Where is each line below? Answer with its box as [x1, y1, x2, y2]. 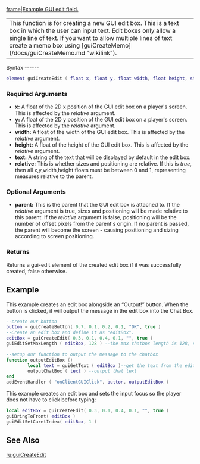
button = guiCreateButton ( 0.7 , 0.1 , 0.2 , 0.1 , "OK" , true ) [6, 324, 161, 330]
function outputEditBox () [6, 357, 73, 363]
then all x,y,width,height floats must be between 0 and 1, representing [14, 167, 186, 174]
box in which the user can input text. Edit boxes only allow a [9, 27, 176, 35]
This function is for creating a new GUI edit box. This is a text [9, 19, 179, 27]
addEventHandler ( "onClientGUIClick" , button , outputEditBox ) [6, 379, 169, 385]
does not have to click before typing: [6, 396, 96, 403]
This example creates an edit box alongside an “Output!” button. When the [6, 301, 189, 308]
